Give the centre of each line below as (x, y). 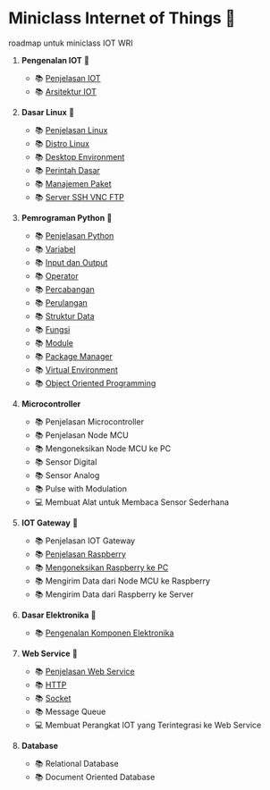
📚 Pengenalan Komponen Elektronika (104, 633)
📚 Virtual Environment (76, 369)
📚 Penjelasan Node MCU (81, 435)
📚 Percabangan (64, 289)
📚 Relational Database (76, 763)
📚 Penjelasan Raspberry (80, 554)
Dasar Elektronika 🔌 (59, 615)
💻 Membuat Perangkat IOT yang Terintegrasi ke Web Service (148, 725)
